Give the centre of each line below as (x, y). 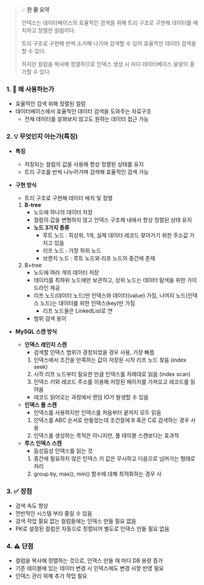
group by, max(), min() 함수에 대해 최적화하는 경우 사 (97, 474)
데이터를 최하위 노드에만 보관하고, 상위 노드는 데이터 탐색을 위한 (109, 280)
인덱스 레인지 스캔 (46, 344)
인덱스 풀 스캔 (40, 405)
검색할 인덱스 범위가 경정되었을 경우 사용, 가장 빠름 (94, 352)
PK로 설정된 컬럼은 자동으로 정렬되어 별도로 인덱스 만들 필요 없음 (92, 529)
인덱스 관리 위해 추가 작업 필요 (51, 576)
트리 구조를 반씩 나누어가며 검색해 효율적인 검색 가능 (86, 172)
